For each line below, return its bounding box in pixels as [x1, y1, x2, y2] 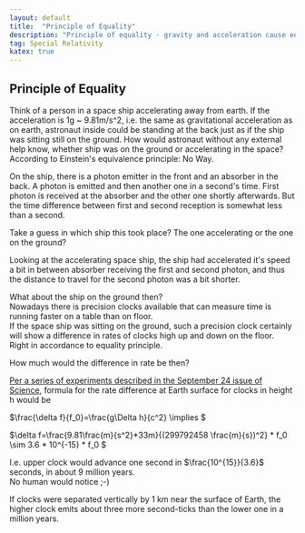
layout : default [9, 13, 71, 23]
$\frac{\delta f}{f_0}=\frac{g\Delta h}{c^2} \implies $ [9, 411, 206, 423]
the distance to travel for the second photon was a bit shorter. [9, 274, 241, 285]
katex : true [9, 47, 54, 56]
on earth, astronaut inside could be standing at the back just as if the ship [9, 124, 284, 135]
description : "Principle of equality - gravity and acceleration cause [9, 30, 286, 39]
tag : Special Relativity [9, 38, 103, 48]
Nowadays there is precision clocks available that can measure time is [9, 301, 272, 312]
